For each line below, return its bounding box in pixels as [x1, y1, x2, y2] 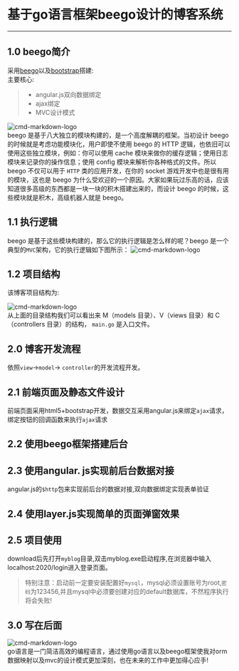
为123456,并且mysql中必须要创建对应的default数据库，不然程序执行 [30, 588, 229, 596]
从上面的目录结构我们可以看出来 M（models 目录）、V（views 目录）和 [7, 311, 214, 319]
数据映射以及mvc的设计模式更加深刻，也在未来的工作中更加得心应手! [7, 656, 208, 665]
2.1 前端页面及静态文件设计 [7, 386, 125, 398]
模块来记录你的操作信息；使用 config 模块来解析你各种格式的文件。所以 [7, 158, 217, 166]
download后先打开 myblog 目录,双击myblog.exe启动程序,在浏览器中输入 [7, 554, 212, 563]
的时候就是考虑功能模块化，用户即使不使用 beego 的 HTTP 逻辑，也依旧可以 [7, 140, 231, 148]
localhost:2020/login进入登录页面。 [7, 563, 112, 572]
